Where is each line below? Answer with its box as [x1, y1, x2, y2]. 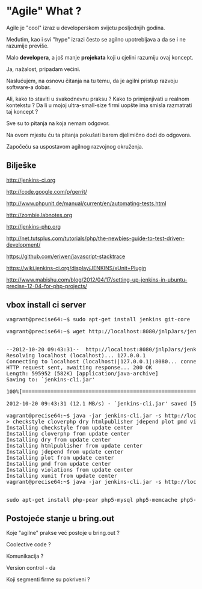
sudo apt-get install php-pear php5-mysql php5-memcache [6, 496, 178, 503]
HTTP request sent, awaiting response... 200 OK [6, 364, 152, 371]
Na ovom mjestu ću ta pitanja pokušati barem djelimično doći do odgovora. [6, 131, 192, 138]
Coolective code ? [6, 541, 51, 548]
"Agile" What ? [6, 4, 82, 18]
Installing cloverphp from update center [6, 430, 130, 437]
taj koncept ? [6, 108, 38, 115]
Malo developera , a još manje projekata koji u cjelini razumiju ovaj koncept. [6, 54, 194, 61]
